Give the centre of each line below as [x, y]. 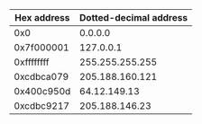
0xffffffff [32, 62]
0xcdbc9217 [42, 106]
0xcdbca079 [41, 77]
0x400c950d [42, 91]
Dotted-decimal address [133, 18]
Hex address [42, 18]
